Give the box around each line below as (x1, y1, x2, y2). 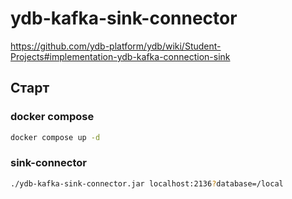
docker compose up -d (10, 132, 101, 142)
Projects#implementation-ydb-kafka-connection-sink (10, 50, 231, 62)
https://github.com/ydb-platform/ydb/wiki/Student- (10, 40, 222, 52)
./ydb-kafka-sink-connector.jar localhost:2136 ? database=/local (10, 178, 284, 189)
